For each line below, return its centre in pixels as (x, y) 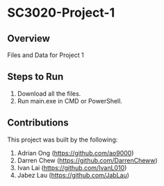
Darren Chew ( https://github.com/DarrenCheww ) (87, 160)
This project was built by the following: (63, 139)
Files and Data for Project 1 (46, 55)
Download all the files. (49, 93)
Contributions (38, 123)
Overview (29, 39)
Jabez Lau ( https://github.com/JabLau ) (73, 175)
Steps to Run (35, 77)
